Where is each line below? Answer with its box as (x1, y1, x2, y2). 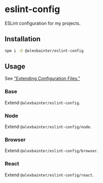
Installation (5, 35, 41, 43)
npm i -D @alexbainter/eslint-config (5, 48, 84, 53)
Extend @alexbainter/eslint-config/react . (5, 171, 94, 177)
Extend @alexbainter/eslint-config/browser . (5, 148, 98, 154)
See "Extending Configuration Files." (5, 76, 80, 82)
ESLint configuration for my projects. (5, 20, 81, 26)
